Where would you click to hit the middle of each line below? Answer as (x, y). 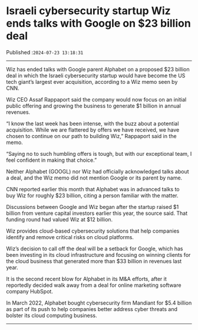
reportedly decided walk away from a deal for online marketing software (94, 285)
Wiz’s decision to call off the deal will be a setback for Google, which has (95, 249)
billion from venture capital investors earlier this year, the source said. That (97, 213)
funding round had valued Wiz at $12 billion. (60, 219)
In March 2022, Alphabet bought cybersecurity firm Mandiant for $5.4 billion (99, 303)
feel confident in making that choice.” (52, 160)
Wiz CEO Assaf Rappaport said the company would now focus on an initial (96, 99)
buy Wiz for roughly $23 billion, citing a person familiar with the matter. (92, 195)
